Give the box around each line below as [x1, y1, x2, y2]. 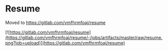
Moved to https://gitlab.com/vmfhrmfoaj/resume [5, 19, 106, 25]
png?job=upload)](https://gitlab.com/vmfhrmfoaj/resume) [5, 39, 125, 45]
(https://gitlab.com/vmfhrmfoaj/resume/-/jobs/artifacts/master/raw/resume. [5, 34, 163, 40]
